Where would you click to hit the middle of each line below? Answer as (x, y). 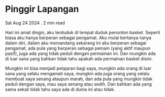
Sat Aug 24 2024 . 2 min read (35, 23)
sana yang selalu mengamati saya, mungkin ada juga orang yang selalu (77, 73)
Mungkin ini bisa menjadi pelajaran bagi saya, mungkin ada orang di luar (78, 68)
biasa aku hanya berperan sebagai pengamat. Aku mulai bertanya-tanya (78, 38)
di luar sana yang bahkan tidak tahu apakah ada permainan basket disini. (79, 58)
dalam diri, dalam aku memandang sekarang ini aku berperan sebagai (76, 43)
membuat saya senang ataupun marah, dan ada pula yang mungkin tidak (79, 79)
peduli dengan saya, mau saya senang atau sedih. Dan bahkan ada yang (78, 84)
